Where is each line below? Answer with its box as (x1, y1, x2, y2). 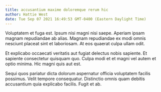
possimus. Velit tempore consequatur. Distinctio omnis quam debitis (5, 76, 145, 82)
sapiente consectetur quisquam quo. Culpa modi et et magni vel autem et (5, 56, 156, 62)
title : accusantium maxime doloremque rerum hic (5, 7, 108, 12)
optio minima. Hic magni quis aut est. (5, 61, 81, 67)
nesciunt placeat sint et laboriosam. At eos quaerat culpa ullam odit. (5, 41, 145, 47)
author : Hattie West (5, 12, 48, 17)
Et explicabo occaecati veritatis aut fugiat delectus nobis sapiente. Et (5, 50, 147, 56)
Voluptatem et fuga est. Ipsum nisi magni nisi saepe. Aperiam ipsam (5, 30, 145, 36)
